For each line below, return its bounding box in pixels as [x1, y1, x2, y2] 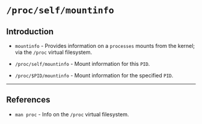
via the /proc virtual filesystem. [14, 49, 93, 56]
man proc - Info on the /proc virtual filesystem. [14, 110, 129, 118]
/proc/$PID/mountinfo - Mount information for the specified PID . [14, 72, 174, 79]
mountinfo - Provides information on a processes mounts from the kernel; [14, 43, 195, 49]
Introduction [6, 26, 54, 37]
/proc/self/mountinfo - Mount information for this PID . [14, 61, 150, 67]
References [6, 95, 50, 105]
